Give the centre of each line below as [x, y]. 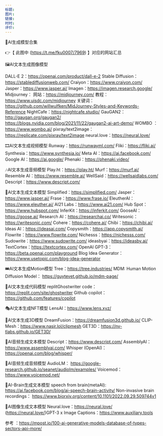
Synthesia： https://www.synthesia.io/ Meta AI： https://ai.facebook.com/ [78, 153]
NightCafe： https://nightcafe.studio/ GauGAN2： [76, 112]
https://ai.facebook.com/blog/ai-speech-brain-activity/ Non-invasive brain [80, 391]
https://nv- [111, 326]
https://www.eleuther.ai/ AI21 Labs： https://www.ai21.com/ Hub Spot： [76, 205]
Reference [15, 112]
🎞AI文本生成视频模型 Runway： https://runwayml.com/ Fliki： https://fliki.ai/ [80, 146]
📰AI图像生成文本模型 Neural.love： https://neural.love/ [59, 407]
